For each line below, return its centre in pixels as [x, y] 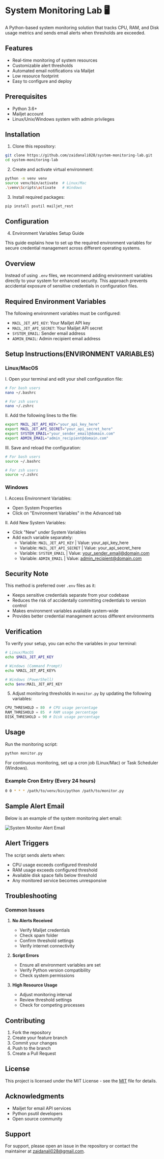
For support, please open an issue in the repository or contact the [72, 1146]
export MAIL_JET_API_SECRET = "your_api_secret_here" [59, 429]
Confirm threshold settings [47, 941]
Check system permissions [47, 976]
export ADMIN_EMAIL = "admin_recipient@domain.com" [57, 438]
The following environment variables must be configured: [63, 313]
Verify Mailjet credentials [45, 930]
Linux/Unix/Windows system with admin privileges [63, 119]
